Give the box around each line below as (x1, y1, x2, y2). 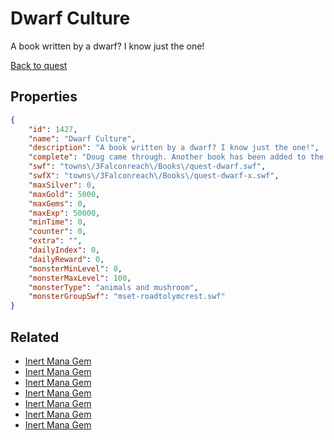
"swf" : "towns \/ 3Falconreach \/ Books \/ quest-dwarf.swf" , (28, 162, 267, 172)
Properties (10, 88, 78, 106)
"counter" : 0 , (28, 227, 87, 237)
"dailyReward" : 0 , (28, 254, 105, 264)
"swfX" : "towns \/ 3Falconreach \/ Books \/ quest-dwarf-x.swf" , (28, 171, 280, 181)
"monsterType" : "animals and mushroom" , (28, 282, 199, 292)
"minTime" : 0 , (28, 217, 87, 227)
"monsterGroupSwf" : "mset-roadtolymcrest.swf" (28, 292, 226, 302)
